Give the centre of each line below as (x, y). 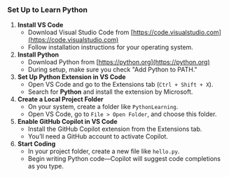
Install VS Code (40, 25)
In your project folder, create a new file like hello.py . (104, 151)
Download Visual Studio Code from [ (81, 32)
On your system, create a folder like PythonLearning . (103, 107)
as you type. (46, 167)
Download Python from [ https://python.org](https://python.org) (119, 62)
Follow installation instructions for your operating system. (111, 48)
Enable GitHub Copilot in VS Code (67, 122)
